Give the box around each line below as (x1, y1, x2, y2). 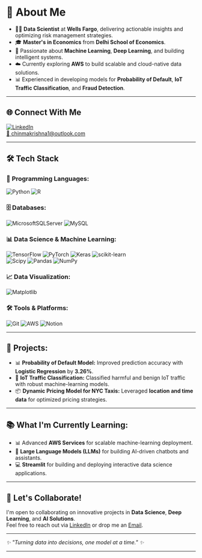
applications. (14, 470, 47, 477)
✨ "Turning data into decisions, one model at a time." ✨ (6, 539, 144, 546)
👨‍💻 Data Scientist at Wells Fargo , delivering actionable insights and (14, 25, 183, 32)
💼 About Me (6, 5, 66, 19)
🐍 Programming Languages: (6, 174, 90, 183)
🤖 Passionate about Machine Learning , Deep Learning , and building (14, 47, 185, 54)
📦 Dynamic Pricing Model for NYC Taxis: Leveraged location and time (14, 387, 194, 394)
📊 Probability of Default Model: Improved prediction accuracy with (14, 359, 183, 366)
